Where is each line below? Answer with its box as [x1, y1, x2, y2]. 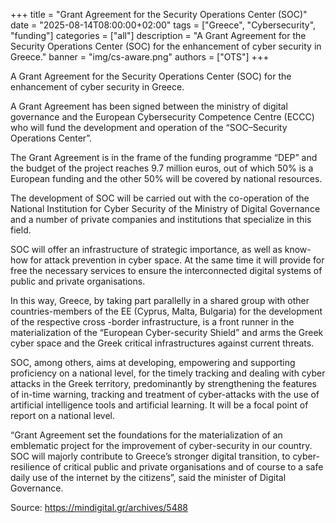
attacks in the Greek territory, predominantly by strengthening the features [10, 378, 317, 389]
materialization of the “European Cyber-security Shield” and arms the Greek [10, 327, 324, 338]
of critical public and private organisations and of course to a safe [52, 461, 324, 473]
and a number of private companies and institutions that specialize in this [10, 214, 312, 225]
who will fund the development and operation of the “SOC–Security [10, 122, 288, 133]
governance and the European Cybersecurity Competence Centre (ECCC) [10, 111, 315, 123]
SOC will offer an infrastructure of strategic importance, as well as [10, 244, 283, 255]
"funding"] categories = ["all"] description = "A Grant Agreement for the [10, 30, 307, 41]
